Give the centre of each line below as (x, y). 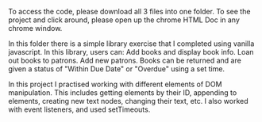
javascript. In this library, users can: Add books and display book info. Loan (131, 52)
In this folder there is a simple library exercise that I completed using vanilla (131, 44)
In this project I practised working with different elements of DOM (115, 84)
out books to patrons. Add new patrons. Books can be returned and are (125, 60)
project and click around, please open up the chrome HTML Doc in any (124, 20)
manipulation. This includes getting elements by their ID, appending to (123, 93)
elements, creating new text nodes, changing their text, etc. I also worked (128, 101)
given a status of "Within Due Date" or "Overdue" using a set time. (116, 69)
